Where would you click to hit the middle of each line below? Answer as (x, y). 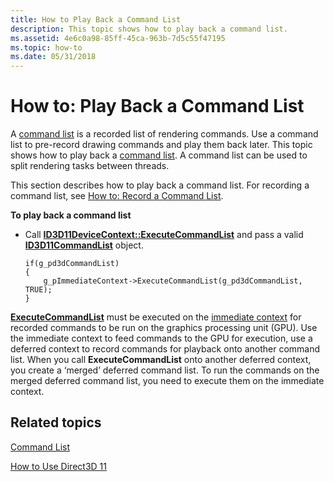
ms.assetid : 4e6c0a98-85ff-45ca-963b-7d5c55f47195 (118, 38)
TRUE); (38, 290)
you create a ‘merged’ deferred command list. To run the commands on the (165, 370)
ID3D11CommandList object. (84, 245)
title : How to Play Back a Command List (96, 19)
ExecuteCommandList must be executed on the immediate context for (156, 317)
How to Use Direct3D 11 (58, 466)
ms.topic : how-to (46, 47)
